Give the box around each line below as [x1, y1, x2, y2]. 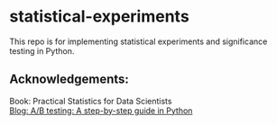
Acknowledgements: [9, 72, 129, 87]
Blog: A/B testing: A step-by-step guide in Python [9, 105, 193, 116]
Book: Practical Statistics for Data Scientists [9, 95, 172, 106]
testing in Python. [9, 45, 75, 56]
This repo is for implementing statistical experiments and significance [9, 36, 268, 47]
